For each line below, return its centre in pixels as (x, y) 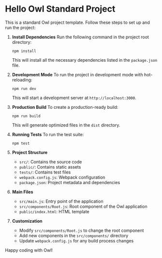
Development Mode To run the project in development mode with (78, 74)
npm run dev (24, 88)
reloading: (22, 80)
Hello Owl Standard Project (60, 9)
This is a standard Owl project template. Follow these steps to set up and (77, 22)
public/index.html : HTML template (54, 211)
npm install (24, 51)
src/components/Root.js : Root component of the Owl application (83, 206)
